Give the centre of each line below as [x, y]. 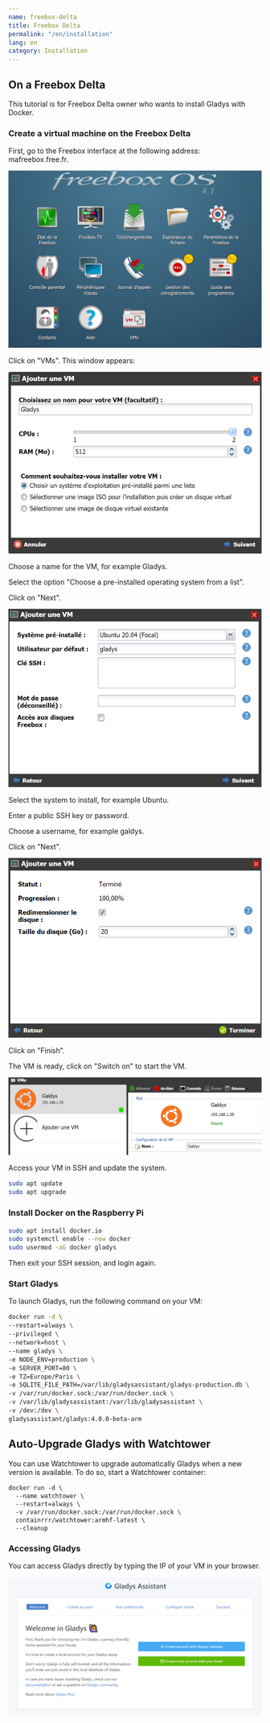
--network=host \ [37, 1343]
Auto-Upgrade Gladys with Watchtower [110, 1444]
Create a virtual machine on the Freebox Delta [100, 133]
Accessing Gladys [45, 1548]
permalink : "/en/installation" [61, 34]
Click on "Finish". [37, 1051]
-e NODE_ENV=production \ [51, 1359]
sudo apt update [35, 1184]
